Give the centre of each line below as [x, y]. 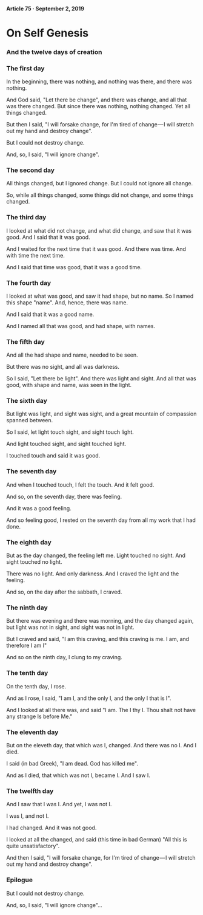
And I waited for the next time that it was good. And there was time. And [96, 248]
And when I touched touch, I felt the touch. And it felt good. [80, 485]
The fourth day [29, 283]
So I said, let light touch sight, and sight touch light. [70, 432]
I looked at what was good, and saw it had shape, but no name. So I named [100, 296]
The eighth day [29, 542]
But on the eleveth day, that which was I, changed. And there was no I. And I [101, 745]
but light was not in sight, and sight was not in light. [70, 627]
